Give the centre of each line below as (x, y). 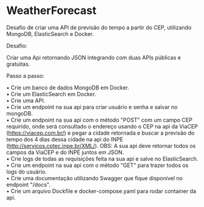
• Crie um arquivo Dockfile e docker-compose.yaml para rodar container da (101, 191)
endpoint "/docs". (28, 184)
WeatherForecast (51, 11)
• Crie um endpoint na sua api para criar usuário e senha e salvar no (92, 107)
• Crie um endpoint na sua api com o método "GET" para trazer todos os (97, 165)
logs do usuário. (26, 172)
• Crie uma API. (26, 100)
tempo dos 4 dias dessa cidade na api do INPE (65, 139)
